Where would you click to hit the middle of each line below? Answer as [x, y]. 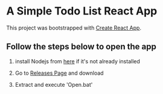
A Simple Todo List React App [82, 11]
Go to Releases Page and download [59, 73]
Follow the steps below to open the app [81, 47]
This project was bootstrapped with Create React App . [74, 28]
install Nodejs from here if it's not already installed [78, 61]
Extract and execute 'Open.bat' [54, 84]
